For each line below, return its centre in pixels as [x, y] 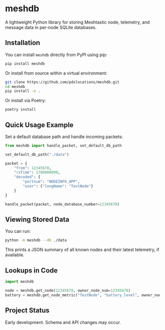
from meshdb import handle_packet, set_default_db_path [63, 145]
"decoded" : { [27, 177]
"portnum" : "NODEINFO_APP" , [51, 182]
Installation [23, 43]
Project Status [27, 311]
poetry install [21, 110]
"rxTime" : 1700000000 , [37, 172]
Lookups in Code [31, 270]
